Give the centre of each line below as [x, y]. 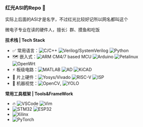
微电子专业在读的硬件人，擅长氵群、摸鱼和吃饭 [52, 30]
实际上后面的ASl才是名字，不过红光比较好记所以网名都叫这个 [67, 19]
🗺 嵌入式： [24, 57]
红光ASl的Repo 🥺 [25, 7]
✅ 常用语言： [26, 51]
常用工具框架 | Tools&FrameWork [39, 94]
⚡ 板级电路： [25, 70]
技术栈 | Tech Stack [25, 40]
